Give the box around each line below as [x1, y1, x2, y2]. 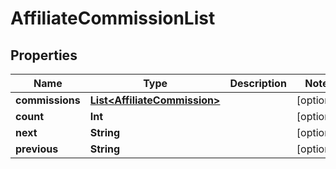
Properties [10, 47, 78, 64]
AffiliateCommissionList [10, 7, 216, 30]
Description [229, 77, 287, 90]
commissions [15, 93, 81, 107]
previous [15, 142, 59, 156]
